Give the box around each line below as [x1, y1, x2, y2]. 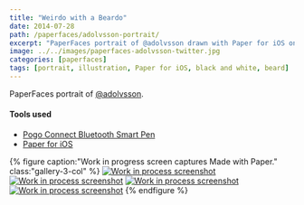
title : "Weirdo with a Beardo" [9, 13, 128, 23]
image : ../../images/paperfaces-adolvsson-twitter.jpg [9, 47, 221, 56]
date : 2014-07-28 [9, 22, 75, 31]
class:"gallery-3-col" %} [9, 166, 100, 177]
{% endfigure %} [125, 185, 188, 196]
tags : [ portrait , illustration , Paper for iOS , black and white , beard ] [9, 64, 290, 73]
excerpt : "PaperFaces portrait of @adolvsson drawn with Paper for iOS [9, 38, 285, 48]
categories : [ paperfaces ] [9, 55, 107, 64]
